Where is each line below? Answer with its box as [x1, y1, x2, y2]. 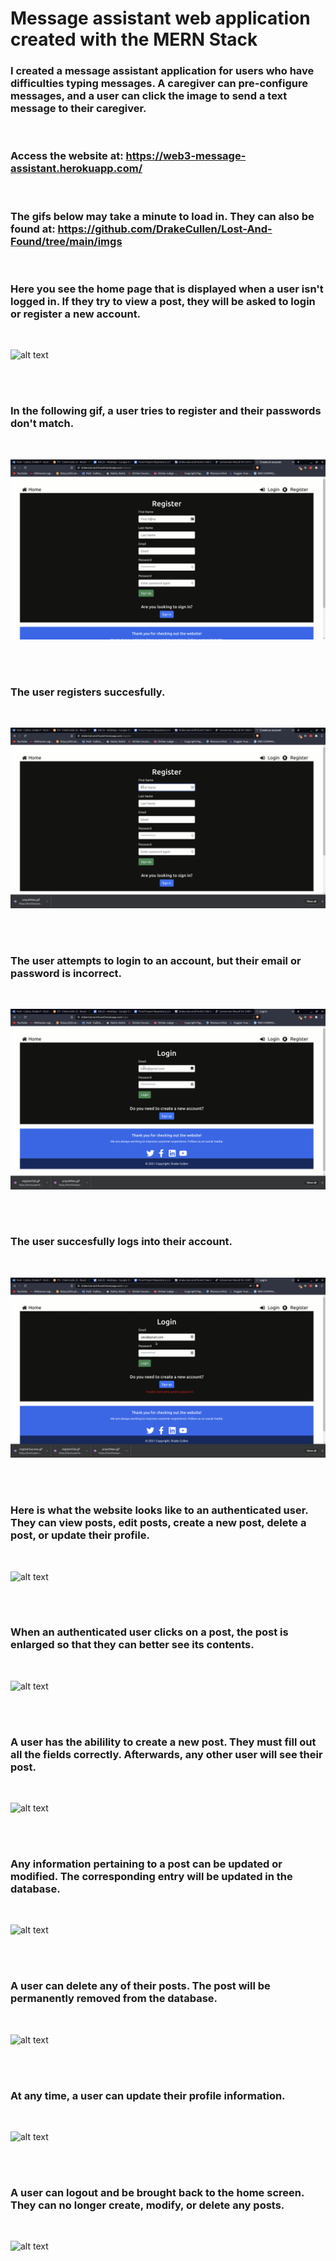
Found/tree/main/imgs [10, 234, 123, 248]
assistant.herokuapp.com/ [10, 162, 143, 176]
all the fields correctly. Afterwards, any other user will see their [10, 1747, 323, 1761]
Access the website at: [10, 149, 124, 163]
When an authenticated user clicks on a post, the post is [10, 1625, 289, 1639]
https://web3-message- [125, 149, 247, 163]
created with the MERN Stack [10, 28, 258, 51]
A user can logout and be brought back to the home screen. [10, 2185, 305, 2199]
